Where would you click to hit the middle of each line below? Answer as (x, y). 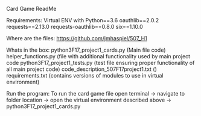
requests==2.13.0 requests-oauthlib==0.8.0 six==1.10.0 (75, 27)
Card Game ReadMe (31, 9)
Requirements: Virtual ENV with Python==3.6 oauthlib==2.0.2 (83, 20)
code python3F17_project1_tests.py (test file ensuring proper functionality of (101, 63)
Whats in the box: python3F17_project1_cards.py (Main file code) (86, 50)
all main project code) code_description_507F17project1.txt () (81, 69)
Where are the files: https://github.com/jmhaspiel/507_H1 (77, 38)
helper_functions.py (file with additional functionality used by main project (98, 56)
